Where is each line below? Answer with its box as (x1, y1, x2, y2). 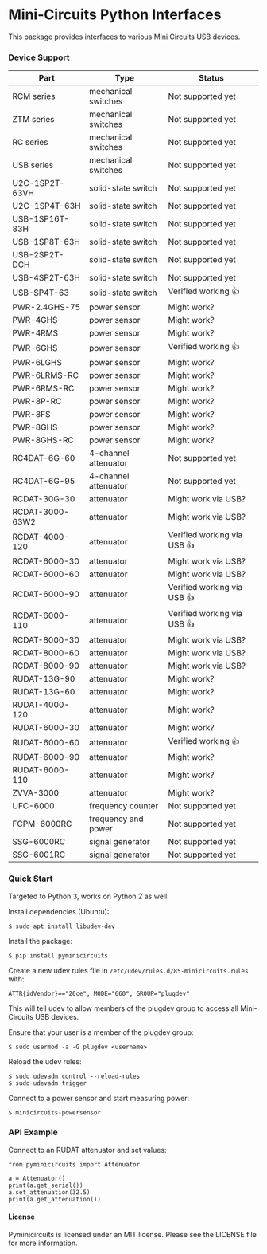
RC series (12, 137, 48, 148)
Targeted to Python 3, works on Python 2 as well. (8, 891, 169, 901)
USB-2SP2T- (12, 250, 64, 261)
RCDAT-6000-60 (12, 568, 79, 580)
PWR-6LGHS (12, 357, 62, 368)
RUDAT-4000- (12, 699, 70, 710)
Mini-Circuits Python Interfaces (8, 6, 222, 24)
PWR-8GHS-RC (12, 434, 74, 446)
